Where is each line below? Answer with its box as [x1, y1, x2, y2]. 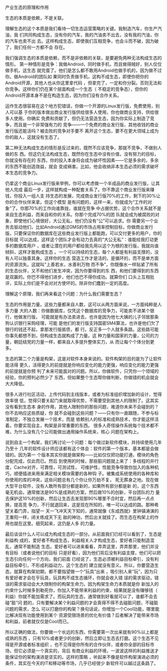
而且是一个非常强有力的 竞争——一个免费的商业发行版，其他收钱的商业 [13, 122, 159, 127]
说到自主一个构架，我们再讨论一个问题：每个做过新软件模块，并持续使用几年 [5, 439, 162, 445]
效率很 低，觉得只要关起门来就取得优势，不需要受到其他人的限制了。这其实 [5, 397, 159, 403]
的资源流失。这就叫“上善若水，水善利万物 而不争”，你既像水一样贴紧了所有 [5, 262, 159, 267]
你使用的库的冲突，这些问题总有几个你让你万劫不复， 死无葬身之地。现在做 [5, 477, 159, 483]
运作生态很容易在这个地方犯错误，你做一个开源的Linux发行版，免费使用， [5, 103, 156, 109]
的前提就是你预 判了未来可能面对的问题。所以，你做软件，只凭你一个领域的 [5, 368, 159, 374]
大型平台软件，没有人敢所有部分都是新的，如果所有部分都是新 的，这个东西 [5, 483, 159, 489]
